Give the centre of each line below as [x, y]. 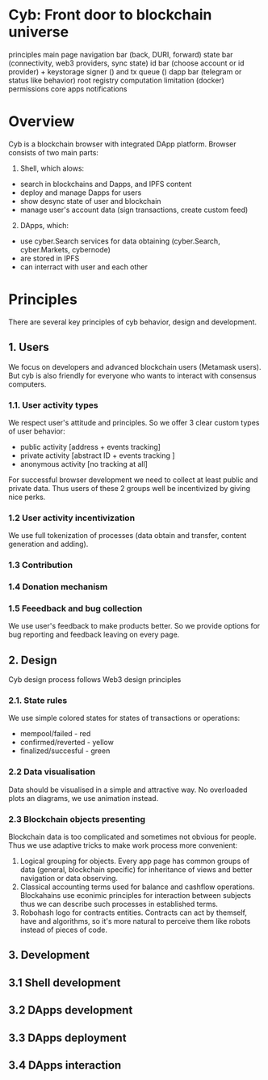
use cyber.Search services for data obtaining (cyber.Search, [120, 241]
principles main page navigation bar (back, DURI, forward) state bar [121, 54]
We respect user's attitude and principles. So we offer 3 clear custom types [134, 422]
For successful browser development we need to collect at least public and [133, 480]
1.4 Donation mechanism [58, 587]
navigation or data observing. [69, 879]
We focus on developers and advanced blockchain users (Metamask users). [135, 366]
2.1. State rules [38, 701]
